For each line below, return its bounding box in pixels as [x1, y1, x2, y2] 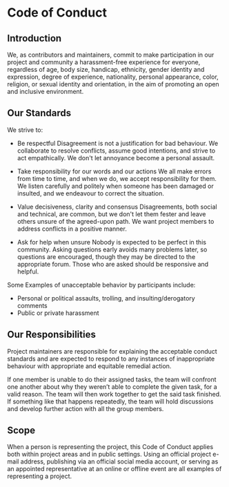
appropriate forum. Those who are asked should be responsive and [17, 260, 209, 268]
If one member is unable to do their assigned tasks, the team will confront [7, 375, 217, 383]
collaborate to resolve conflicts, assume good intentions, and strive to [17, 146, 216, 155]
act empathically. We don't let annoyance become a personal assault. [17, 153, 215, 162]
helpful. [17, 267, 39, 276]
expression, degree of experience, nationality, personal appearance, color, [7, 73, 219, 81]
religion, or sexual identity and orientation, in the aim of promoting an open [7, 80, 219, 88]
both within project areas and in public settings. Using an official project [7, 450, 212, 459]
